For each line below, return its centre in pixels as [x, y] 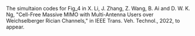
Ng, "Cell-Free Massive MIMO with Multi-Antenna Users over [80, 15]
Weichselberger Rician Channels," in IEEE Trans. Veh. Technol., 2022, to [93, 21]
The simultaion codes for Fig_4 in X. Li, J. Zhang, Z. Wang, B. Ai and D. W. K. [98, 8]
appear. [15, 27]
